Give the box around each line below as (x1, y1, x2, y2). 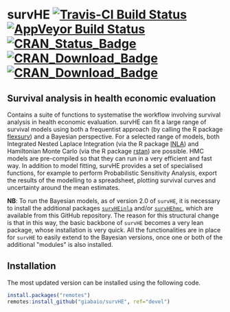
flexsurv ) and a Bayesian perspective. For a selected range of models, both (7, 132, 220, 141)
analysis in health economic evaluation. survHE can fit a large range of (7, 118, 207, 126)
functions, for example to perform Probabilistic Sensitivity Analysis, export (7, 169, 218, 177)
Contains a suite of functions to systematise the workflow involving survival (7, 110, 221, 119)
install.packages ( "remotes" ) (7, 291, 91, 298)
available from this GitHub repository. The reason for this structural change (7, 211, 220, 219)
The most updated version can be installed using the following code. (7, 278, 201, 287)
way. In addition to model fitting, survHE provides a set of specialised (7, 162, 203, 169)
